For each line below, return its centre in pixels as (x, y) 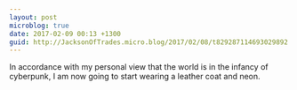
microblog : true (39, 26)
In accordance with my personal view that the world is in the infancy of (139, 67)
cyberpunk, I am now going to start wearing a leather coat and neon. (135, 77)
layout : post (33, 17)
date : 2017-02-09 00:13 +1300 (65, 34)
